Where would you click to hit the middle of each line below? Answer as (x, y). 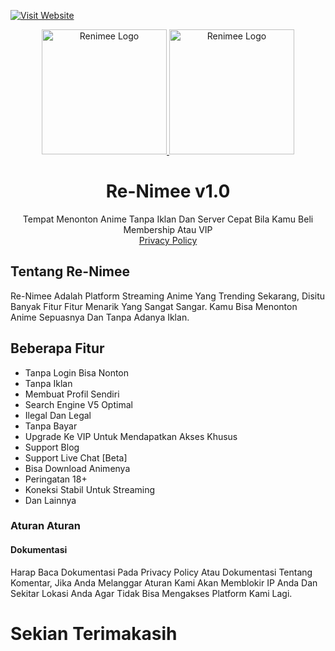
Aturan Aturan (45, 526)
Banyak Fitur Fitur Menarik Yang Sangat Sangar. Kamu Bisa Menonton (154, 306)
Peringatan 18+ (56, 479)
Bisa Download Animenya (77, 468)
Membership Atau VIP (168, 229)
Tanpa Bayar (51, 426)
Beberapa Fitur (57, 348)
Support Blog (52, 447)
